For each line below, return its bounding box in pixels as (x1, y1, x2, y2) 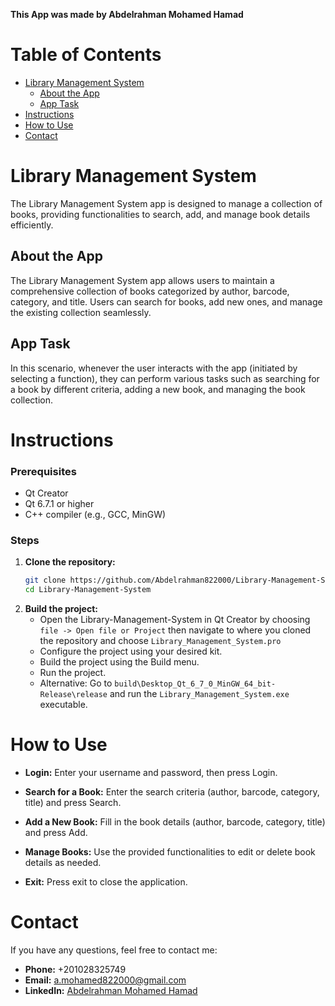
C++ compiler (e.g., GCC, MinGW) (24, 508, 167, 520)
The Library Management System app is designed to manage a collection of (10, 197, 323, 209)
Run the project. (39, 667, 107, 679)
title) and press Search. (24, 796, 122, 808)
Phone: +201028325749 (24, 963, 127, 975)
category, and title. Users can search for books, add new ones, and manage (10, 295, 323, 308)
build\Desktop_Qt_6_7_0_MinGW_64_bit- (114, 679, 277, 689)
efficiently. (10, 219, 54, 231)
